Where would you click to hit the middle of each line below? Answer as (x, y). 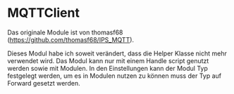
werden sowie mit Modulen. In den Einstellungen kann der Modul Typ (107, 68)
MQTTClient (43, 13)
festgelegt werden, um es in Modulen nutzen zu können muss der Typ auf (115, 76)
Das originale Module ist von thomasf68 (65, 32)
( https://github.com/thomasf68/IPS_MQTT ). (71, 39)
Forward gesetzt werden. (44, 83)
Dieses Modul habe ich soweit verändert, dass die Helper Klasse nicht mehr (117, 53)
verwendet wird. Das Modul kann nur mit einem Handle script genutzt (108, 60)
